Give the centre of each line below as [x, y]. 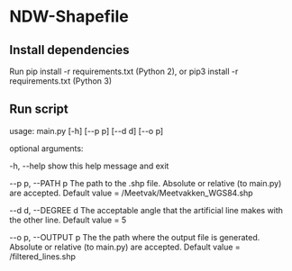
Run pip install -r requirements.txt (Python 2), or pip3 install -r [124, 71]
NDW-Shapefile [69, 17]
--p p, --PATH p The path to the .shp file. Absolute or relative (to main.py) [146, 183]
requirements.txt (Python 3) [61, 81]
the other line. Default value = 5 [68, 220]
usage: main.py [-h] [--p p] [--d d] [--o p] [87, 131]
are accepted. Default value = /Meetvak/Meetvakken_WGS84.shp [132, 193]
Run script [39, 109]
